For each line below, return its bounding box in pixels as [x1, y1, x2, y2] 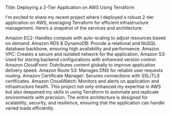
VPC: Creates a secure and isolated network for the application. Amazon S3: [5, 51, 166, 57]
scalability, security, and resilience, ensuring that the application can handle [5, 100, 165, 106]
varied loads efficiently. [5, 105, 55, 111]
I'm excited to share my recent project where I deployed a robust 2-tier [5, 14, 154, 20]
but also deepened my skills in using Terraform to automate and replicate [5, 89, 159, 95]
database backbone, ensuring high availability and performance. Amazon [5, 46, 160, 51]
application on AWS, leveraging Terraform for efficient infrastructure [5, 20, 149, 25]
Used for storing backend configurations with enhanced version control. [5, 56, 157, 63]
